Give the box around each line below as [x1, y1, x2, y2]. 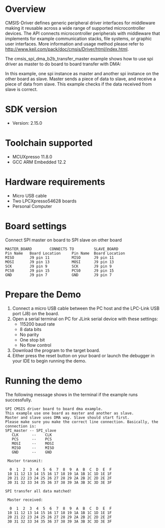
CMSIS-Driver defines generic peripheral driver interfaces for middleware [5, 20, 156, 26]
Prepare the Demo [5, 288, 81, 300]
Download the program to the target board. [12, 347, 101, 353]
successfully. [5, 397, 32, 403]
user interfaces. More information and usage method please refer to [5, 41, 144, 47]
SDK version [5, 104, 57, 115]
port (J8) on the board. [12, 310, 59, 316]
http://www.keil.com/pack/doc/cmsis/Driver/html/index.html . [5, 46, 129, 52]
